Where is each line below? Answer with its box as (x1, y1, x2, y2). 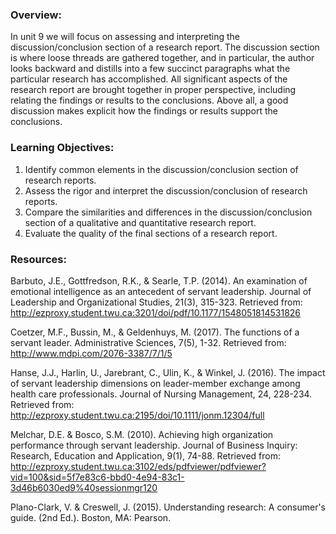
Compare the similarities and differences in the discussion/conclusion (24, 206, 313, 218)
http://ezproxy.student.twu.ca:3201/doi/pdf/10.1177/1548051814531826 (10, 306, 302, 318)
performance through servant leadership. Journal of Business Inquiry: (10, 439, 298, 451)
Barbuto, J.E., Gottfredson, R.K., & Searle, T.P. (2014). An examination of (10, 274, 308, 287)
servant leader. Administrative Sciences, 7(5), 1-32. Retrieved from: (10, 336, 287, 348)
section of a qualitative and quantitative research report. (24, 216, 257, 228)
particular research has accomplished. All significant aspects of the (10, 73, 288, 85)
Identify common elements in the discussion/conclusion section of (24, 163, 299, 175)
